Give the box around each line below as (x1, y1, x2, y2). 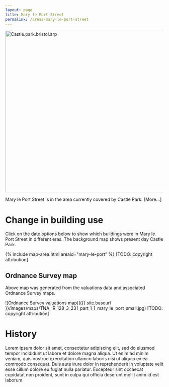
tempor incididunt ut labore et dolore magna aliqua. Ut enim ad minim (5, 350, 149, 356)
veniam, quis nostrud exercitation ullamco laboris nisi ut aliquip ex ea (5, 356, 148, 362)
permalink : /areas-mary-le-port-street (5, 17, 89, 22)
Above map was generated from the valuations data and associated (5, 285, 145, 291)
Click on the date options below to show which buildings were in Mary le (5, 231, 155, 237)
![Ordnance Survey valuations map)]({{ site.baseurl (5, 300, 111, 306)
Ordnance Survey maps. (5, 290, 55, 296)
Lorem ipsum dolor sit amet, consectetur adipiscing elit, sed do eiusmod (5, 345, 155, 351)
